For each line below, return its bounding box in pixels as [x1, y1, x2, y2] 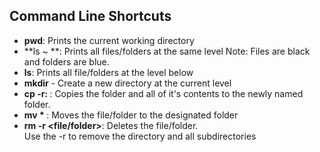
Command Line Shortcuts [9, 8, 172, 25]
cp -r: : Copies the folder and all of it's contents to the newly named [23, 87, 304, 99]
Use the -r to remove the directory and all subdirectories [23, 130, 257, 142]
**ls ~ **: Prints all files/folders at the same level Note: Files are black [23, 45, 311, 57]
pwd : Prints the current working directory [23, 34, 195, 46]
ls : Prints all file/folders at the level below [23, 66, 194, 78]
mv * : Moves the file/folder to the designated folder [23, 109, 239, 121]
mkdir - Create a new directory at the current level [23, 77, 232, 89]
